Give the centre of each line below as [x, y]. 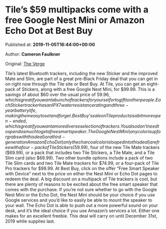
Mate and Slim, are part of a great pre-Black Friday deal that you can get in [82, 78]
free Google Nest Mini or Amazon [75, 20]
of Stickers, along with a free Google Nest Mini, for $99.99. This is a [86, 89]
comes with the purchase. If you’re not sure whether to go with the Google [81, 189]
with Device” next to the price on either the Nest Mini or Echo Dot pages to [81, 173]
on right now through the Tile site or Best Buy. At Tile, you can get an [76, 84]
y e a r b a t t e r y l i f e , [21, 110]
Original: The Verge [25, 64]
